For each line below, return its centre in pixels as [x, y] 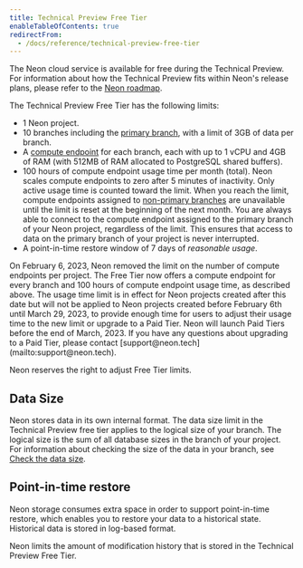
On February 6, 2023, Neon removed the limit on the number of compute [145, 266]
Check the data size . [47, 459]
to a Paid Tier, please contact [64, 343]
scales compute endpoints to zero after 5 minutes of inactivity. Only [148, 181]
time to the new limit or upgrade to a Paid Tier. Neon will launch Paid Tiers [147, 323]
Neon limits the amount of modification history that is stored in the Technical [151, 545]
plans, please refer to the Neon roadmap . [86, 88]
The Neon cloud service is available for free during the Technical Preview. [147, 69]
